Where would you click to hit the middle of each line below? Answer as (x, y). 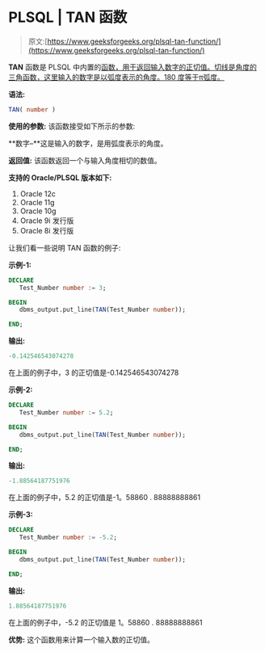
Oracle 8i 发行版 (47, 230)
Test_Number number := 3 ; (63, 288)
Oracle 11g (37, 202)
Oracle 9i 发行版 (47, 221)
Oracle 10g (38, 211)
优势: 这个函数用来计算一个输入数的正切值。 (82, 639)
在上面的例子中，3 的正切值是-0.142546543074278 (94, 372)
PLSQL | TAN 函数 (68, 17)
